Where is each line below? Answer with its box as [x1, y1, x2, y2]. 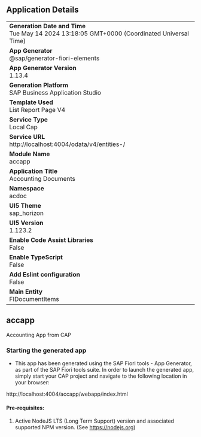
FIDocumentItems [9, 295, 59, 303]
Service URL [9, 132, 45, 141]
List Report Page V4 [9, 105, 66, 114]
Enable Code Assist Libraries [9, 236, 94, 244]
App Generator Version [9, 63, 77, 72]
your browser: [14, 378, 50, 386]
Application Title [9, 167, 58, 175]
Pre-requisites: [6, 404, 45, 411]
